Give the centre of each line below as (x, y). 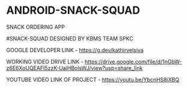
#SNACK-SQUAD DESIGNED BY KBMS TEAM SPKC (70, 38)
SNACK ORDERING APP (35, 27)
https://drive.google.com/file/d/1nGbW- (133, 62)
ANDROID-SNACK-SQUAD (73, 10)
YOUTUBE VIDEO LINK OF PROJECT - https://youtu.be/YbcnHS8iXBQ (93, 79)
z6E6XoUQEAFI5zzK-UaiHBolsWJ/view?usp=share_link (74, 68)
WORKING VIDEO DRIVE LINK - (45, 62)
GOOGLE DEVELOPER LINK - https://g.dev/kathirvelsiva (75, 50)
